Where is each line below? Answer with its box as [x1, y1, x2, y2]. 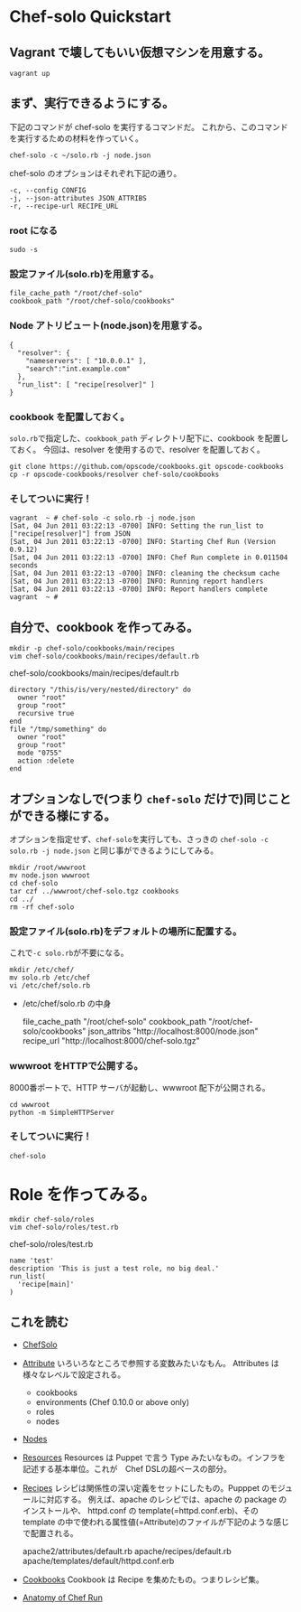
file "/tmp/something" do [9, 725, 106, 734]
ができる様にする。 [9, 808, 116, 823]
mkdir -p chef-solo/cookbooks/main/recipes [9, 644, 176, 653]
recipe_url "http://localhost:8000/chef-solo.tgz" [22, 1036, 200, 1046]
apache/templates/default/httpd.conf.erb [22, 1555, 175, 1566]
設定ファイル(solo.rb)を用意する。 [9, 268, 160, 281]
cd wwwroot [9, 1100, 50, 1109]
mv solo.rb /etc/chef [9, 973, 91, 982]
